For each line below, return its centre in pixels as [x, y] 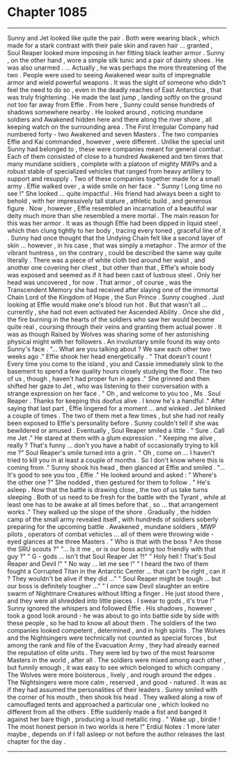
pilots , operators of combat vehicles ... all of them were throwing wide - [111, 534]
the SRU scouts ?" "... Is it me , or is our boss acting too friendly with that [111, 549]
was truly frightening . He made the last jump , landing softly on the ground [115, 97]
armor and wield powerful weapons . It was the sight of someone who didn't [117, 82]
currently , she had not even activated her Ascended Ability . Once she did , [116, 312]
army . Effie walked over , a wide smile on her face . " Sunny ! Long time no [115, 186]
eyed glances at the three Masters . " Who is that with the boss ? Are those [115, 542]
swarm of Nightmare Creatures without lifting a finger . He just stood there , [116, 593]
